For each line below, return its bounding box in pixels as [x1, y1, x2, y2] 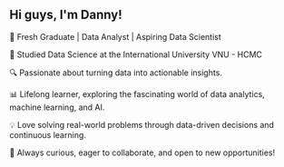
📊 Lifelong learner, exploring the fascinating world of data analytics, [9, 88, 265, 99]
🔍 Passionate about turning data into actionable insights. [9, 67, 222, 78]
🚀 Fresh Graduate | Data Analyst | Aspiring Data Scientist [9, 31, 222, 42]
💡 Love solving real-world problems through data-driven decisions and [9, 119, 275, 130]
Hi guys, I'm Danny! [9, 7, 122, 23]
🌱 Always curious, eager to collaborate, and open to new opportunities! [9, 147, 276, 158]
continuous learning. [9, 129, 86, 140]
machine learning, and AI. [9, 102, 105, 113]
